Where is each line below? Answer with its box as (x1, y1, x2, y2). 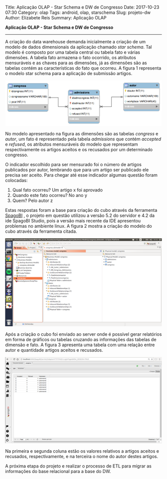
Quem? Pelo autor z (12, 197, 53, 203)
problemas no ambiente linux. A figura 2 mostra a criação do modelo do (5, 223, 153, 229)
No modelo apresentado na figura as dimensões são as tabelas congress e (5, 131, 159, 136)
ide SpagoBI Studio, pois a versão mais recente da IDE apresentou (5, 218, 141, 223)
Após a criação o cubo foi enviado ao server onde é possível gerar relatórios (5, 331, 162, 337)
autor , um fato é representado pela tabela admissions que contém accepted (5, 136, 162, 142)
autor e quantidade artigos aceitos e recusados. (5, 347, 103, 353)
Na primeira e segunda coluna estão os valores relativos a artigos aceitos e (5, 448, 159, 454)
